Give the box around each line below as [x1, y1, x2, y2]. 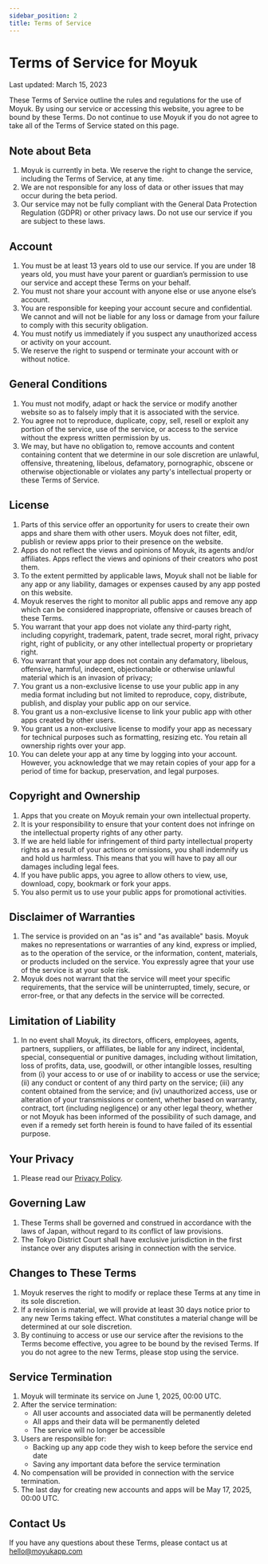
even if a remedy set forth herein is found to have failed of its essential [20, 1121, 253, 1130]
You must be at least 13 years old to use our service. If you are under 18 [20, 261, 256, 270]
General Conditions [9, 378, 108, 391]
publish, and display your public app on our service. [20, 698, 191, 708]
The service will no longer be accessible [32, 1426, 166, 1435]
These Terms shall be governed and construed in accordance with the [20, 1218, 252, 1227]
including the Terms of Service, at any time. [20, 174, 164, 184]
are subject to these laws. [20, 217, 106, 226]
